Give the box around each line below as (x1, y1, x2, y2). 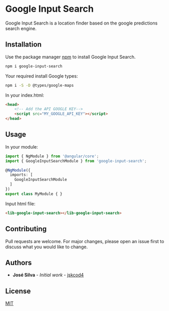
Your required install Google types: (5, 73, 78, 79)
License (5, 286, 31, 295)
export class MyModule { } (5, 191, 63, 197)
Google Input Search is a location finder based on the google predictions (5, 20, 158, 26)
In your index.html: (5, 92, 44, 98)
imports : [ (10, 172, 33, 178)
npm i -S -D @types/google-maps (5, 83, 74, 88)
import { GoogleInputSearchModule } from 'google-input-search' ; (5, 158, 147, 163)
